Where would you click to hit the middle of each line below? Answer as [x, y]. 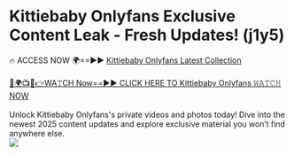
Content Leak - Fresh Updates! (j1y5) [147, 35]
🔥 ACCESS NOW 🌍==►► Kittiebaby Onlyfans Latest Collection [125, 60]
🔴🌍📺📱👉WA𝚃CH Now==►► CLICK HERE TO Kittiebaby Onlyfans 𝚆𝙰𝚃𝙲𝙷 [145, 82]
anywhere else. [37, 133]
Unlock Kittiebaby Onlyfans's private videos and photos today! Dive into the [147, 114]
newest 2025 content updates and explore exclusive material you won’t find [147, 124]
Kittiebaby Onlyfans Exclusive [123, 16]
